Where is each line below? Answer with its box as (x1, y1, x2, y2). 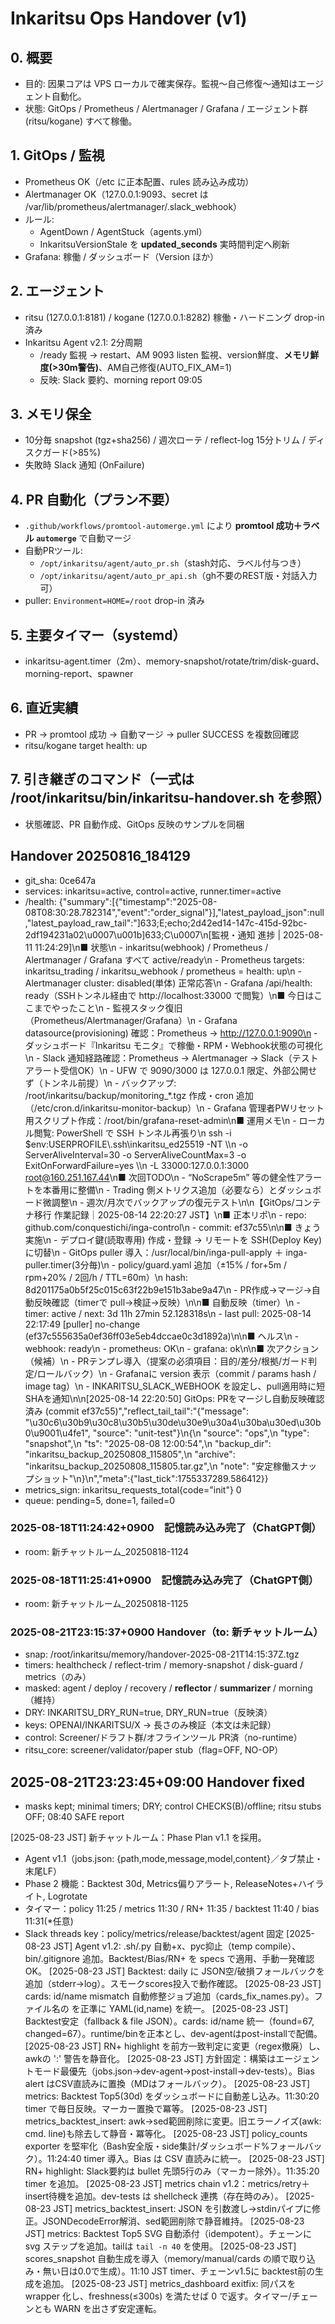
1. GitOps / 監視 (10, 147, 105, 164)
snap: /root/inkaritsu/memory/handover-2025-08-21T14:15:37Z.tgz (24, 1648, 300, 1661)
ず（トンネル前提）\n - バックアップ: (24, 1077, 177, 1089)
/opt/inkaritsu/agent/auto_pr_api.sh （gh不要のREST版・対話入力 (39, 570, 318, 582)
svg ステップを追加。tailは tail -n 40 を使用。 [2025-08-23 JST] (24, 2240, 297, 2252)
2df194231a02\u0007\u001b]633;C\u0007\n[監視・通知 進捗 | (24, 928, 282, 941)
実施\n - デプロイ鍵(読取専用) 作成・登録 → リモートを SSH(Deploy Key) (24, 1233, 323, 1246)
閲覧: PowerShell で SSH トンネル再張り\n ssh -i (33, 1127, 232, 1139)
